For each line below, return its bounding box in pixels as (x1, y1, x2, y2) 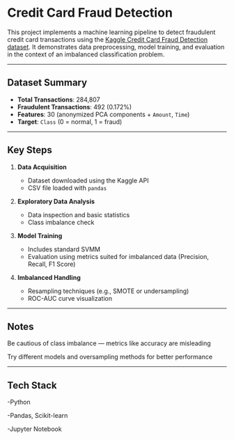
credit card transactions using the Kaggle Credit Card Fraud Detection (7, 35, 208, 43)
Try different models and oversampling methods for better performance (7, 353, 213, 361)
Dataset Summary (7, 77, 88, 88)
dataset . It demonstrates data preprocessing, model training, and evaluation (7, 42, 225, 51)
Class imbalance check (27, 218, 95, 226)
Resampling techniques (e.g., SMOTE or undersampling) (27, 287, 189, 295)
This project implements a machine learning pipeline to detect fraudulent (7, 28, 216, 36)
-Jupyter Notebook (7, 425, 62, 433)
